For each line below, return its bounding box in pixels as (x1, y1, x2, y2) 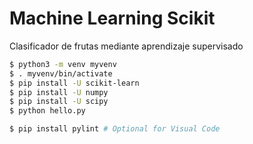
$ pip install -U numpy (9, 87, 109, 97)
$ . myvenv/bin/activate (9, 68, 113, 79)
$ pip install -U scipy (9, 97, 109, 107)
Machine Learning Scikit (9, 7, 216, 30)
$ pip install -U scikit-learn (9, 78, 140, 88)
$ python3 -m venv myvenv (9, 59, 117, 69)
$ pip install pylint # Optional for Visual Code (9, 124, 221, 134)
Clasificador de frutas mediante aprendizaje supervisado (9, 40, 244, 52)
